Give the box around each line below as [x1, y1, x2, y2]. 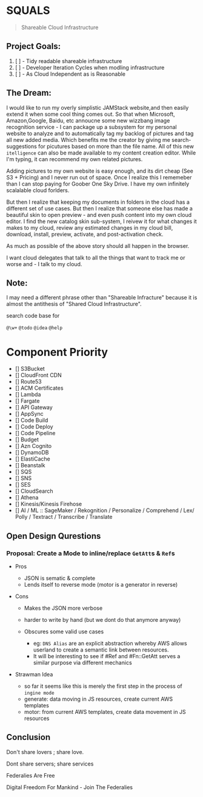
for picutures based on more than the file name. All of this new [38, 142, 194, 150]
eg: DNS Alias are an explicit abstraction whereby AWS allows [33, 640, 187, 647]
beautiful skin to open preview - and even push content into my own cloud [6, 211, 192, 218]
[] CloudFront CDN [15, 372, 62, 379]
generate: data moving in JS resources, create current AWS [24, 695, 173, 702]
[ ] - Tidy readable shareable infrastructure [15, 57, 122, 64]
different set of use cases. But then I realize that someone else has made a [6, 204, 193, 212]
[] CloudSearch [15, 487, 53, 495]
